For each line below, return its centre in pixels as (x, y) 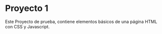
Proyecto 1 (27, 8)
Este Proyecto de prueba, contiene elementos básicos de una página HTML (81, 22)
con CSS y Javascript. (27, 26)
